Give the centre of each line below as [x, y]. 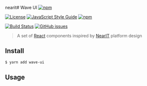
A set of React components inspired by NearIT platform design [79, 36]
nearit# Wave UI [21, 8]
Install [15, 51]
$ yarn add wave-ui [25, 62]
